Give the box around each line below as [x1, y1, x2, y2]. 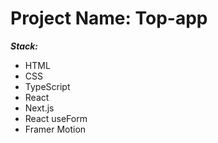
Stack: [10, 40, 39, 52]
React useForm [24, 112, 88, 124]
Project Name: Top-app [10, 7, 208, 30]
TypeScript [24, 80, 71, 92]
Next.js [24, 102, 55, 114]
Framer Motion [24, 123, 87, 135]
